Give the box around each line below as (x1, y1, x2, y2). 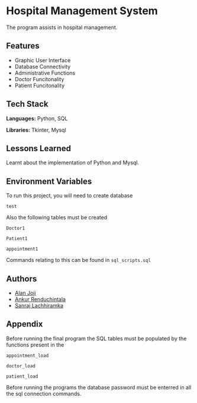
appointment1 (6, 246, 38, 252)
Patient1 (6, 236, 28, 242)
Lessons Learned (6, 143, 71, 153)
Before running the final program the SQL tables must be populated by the (6, 335, 187, 342)
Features (6, 41, 40, 51)
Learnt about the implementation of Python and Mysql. (6, 159, 140, 167)
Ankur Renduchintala (14, 296, 66, 303)
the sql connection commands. (6, 390, 82, 397)
